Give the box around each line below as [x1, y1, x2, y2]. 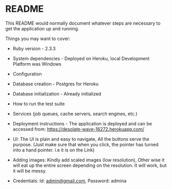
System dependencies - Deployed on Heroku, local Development [12, 55, 150, 62]
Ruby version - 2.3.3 [12, 45, 56, 51]
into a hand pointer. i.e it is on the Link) [12, 147, 95, 153]
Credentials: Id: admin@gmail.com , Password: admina [12, 178, 127, 184]
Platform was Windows [12, 61, 61, 67]
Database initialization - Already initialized [12, 90, 101, 97]
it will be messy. [12, 167, 47, 174]
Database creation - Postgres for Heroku [12, 81, 99, 87]
